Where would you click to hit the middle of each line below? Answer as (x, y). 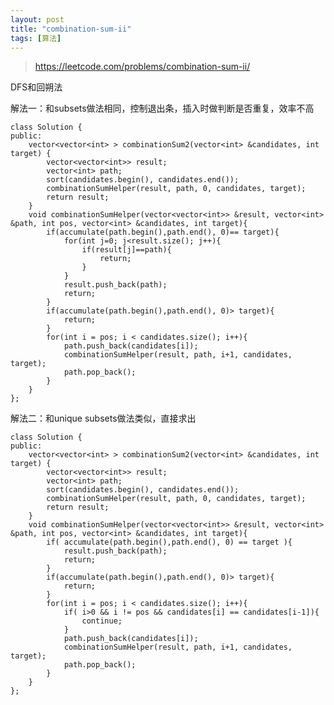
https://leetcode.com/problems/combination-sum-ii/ (142, 67)
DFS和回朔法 (36, 87)
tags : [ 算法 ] (36, 38)
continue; (102, 621)
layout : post (37, 19)
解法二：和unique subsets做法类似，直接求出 (103, 418)
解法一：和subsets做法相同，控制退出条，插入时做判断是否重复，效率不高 (162, 108)
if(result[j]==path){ (126, 250)
